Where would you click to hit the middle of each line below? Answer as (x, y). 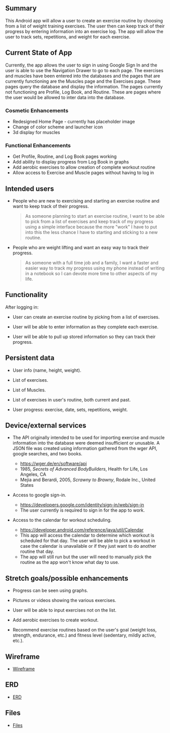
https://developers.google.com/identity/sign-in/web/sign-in (82, 505)
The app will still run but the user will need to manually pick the (86, 557)
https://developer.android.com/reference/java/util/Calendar (82, 530)
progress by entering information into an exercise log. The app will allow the (84, 31)
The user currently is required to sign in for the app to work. (82, 510)
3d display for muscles (36, 132)
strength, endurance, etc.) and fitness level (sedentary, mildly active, (84, 635)
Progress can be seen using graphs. (50, 590)
